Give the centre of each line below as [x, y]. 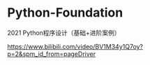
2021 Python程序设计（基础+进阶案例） [64, 32]
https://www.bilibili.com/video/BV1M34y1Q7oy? [75, 46]
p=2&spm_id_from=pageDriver [52, 54]
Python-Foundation [65, 13]
